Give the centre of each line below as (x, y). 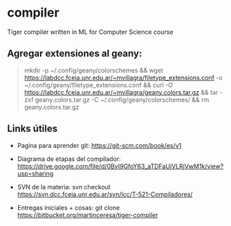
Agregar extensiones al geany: (75, 54)
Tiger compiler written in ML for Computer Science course (90, 32)
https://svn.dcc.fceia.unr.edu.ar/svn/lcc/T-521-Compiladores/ (105, 194)
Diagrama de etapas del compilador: (69, 159)
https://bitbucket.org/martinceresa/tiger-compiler (87, 215)
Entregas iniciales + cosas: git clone (68, 207)
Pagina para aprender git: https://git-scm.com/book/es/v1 (99, 145)
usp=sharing (35, 173)
